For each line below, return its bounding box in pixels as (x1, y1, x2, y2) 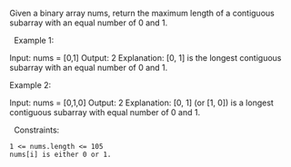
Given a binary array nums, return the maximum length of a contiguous (9, 8, 275, 18)
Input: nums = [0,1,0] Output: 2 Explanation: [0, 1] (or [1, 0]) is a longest (9, 97, 275, 108)
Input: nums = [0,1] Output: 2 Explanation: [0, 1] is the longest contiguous (9, 53, 282, 63)
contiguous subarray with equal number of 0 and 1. (9, 107, 201, 117)
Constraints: (13, 124, 60, 135)
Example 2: (9, 80, 52, 90)
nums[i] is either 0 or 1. (9, 150, 112, 159)
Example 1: (13, 35, 55, 45)
